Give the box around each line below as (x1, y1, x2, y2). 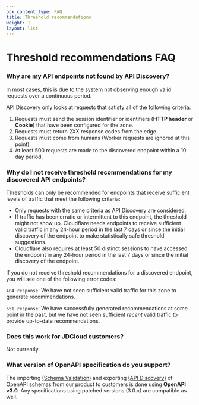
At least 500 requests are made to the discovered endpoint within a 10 (14, 147, 187, 154)
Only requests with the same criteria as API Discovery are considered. (14, 207, 187, 214)
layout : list (6, 25, 39, 32)
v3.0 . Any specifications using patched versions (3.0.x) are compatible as (6, 387, 187, 394)
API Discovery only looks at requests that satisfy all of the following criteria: (6, 104, 191, 111)
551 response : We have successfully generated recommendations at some (6, 305, 188, 312)
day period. (14, 153, 43, 160)
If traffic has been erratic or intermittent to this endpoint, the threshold (14, 213, 187, 220)
